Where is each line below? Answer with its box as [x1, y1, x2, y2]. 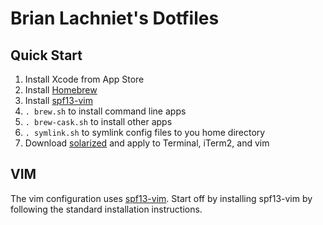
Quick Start [10, 47, 83, 64]
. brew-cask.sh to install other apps [24, 116, 173, 127]
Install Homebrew [24, 84, 98, 96]
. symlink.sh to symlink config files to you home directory [24, 127, 266, 138]
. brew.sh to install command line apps [24, 105, 187, 117]
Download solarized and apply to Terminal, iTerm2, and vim [24, 137, 270, 149]
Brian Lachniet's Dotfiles [10, 7, 220, 30]
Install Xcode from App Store [24, 73, 145, 85]
